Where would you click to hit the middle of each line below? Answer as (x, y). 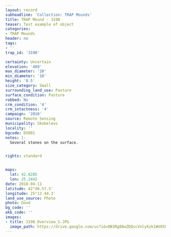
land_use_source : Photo (31, 198)
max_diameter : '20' (26, 71)
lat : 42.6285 (24, 175)
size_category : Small (28, 86)
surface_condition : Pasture (35, 95)
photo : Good (18, 203)
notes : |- (16, 138)
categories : (18, 29)
